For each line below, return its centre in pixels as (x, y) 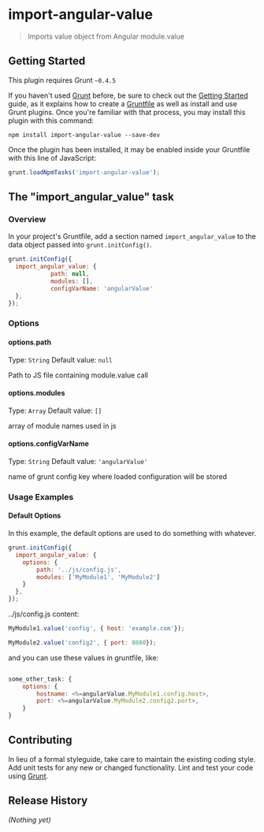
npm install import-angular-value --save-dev (84, 135)
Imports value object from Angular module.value (106, 36)
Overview (27, 219)
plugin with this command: (51, 121)
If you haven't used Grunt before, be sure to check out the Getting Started (128, 95)
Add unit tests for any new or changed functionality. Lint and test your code (131, 767)
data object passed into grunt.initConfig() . (80, 245)
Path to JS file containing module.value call (78, 375)
